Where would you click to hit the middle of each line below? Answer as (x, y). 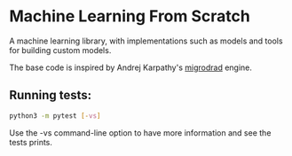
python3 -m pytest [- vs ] (55, 116)
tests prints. (31, 142)
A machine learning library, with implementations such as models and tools (146, 41)
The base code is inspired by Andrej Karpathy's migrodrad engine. (131, 67)
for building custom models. (60, 50)
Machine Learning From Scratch (130, 16)
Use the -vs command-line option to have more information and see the (140, 133)
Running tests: (51, 95)
